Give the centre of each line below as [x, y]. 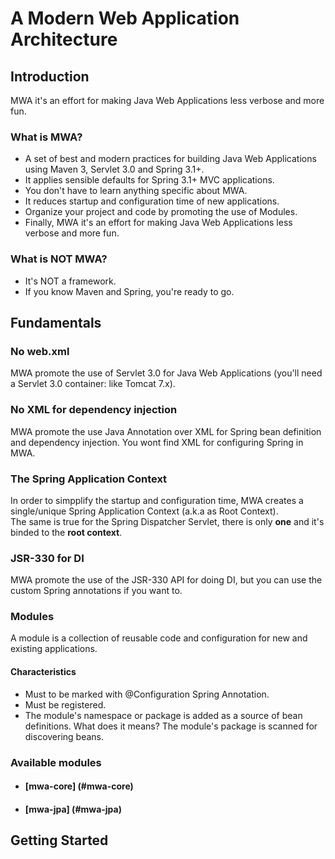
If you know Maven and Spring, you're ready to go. [129, 291]
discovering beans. [64, 736]
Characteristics [43, 672]
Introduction [50, 76]
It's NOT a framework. [70, 281]
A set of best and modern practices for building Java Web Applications [170, 159]
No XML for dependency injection [94, 410]
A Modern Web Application [125, 18]
